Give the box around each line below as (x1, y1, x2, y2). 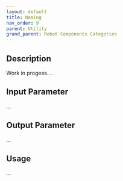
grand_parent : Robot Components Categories (6, 31, 118, 37)
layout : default (6, 8, 47, 15)
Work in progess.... (6, 69, 53, 76)
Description (6, 54, 51, 64)
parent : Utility (6, 25, 47, 32)
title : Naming (6, 14, 42, 20)
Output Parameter (6, 120, 75, 130)
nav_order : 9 (6, 20, 39, 26)
